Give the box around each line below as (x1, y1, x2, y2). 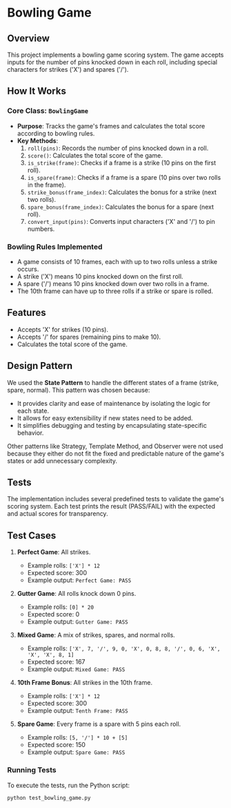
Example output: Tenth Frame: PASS (27, 706, 129, 715)
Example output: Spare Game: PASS (27, 748, 125, 756)
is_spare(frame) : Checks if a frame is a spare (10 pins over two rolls (27, 173, 221, 181)
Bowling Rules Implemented (7, 242, 103, 252)
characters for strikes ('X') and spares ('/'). (7, 66, 129, 73)
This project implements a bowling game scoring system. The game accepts (7, 50, 224, 59)
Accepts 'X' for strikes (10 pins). (17, 325, 109, 333)
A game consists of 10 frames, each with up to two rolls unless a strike (17, 257, 218, 265)
